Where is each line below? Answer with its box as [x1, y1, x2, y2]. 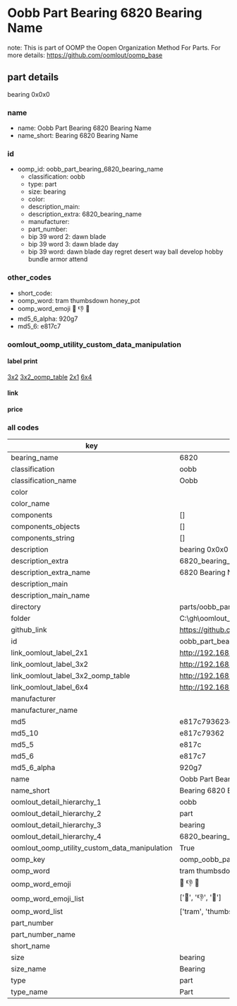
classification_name [11, 475, 77, 485]
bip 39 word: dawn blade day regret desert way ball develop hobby [28, 247, 224, 256]
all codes [7, 422, 39, 432]
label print [7, 357, 38, 365]
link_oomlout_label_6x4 [11, 682, 89, 692]
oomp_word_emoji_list [11, 894, 85, 904]
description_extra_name [11, 567, 90, 577]
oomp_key [11, 855, 46, 865]
